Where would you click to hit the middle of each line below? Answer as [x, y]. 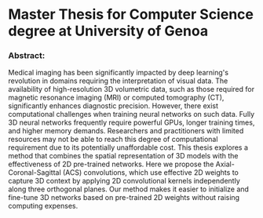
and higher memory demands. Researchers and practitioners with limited [126, 131]
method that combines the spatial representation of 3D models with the [123, 156]
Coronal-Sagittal [35, 173]
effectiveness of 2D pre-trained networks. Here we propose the [111, 164]
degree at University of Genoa [108, 31]
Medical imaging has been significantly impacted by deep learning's [119, 73]
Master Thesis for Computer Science [131, 15]
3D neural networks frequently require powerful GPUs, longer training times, [131, 122]
